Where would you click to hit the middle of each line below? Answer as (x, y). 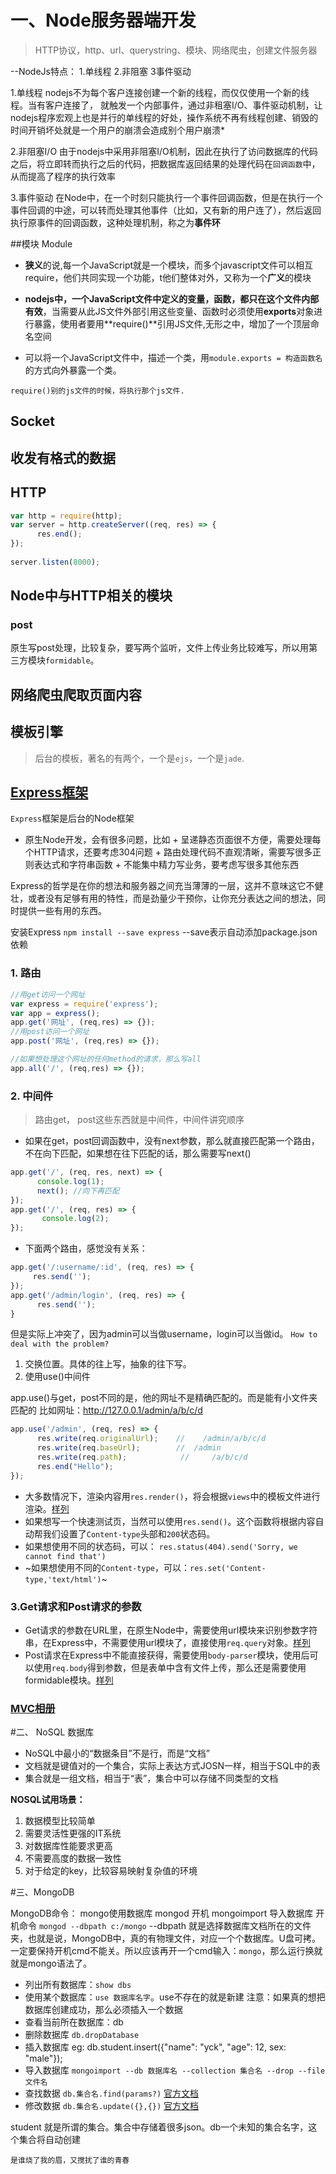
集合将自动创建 (49, 2140)
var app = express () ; (55, 1013)
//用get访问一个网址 (48, 994)
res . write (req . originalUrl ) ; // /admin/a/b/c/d (151, 1439)
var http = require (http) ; (66, 516)
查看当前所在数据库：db (74, 2022)
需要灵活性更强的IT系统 (73, 1833)
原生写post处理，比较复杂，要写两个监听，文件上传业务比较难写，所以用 (159, 648)
